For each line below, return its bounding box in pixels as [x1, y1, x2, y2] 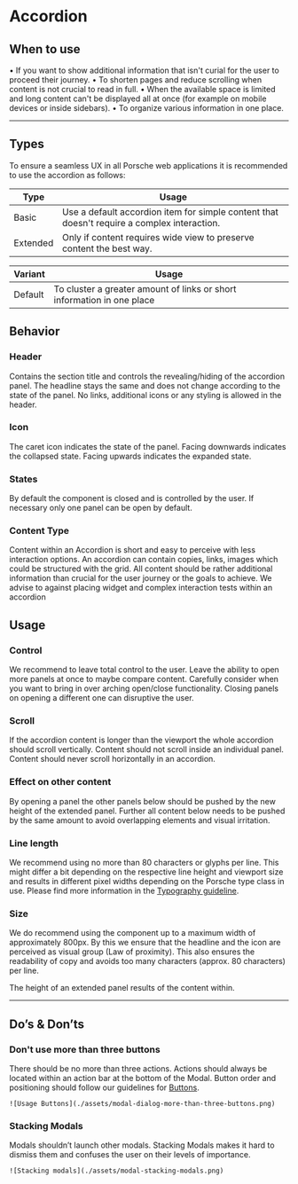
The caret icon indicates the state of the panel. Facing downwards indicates [9, 441, 286, 451]
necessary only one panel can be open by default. [9, 503, 192, 514]
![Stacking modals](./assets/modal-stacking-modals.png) [9, 1166, 224, 1176]
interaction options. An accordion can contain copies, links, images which [9, 554, 278, 565]
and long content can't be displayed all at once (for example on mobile [9, 93, 267, 104]
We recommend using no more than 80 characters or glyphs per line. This [9, 857, 279, 867]
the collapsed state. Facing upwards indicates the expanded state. [9, 451, 252, 461]
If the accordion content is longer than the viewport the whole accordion [9, 734, 274, 746]
